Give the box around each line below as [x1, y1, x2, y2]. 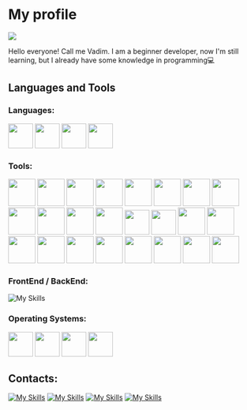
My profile [8, 6, 77, 24]
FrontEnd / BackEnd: [8, 275, 88, 286]
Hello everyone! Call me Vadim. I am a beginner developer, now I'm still [8, 46, 239, 56]
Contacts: [8, 371, 58, 385]
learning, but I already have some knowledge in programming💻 [8, 55, 215, 65]
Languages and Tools [8, 81, 116, 95]
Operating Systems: [8, 314, 87, 325]
